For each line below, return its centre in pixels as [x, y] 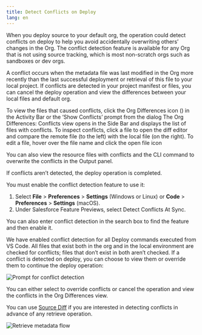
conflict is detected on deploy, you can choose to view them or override [96, 259]
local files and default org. [39, 99]
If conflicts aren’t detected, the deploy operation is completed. [84, 173]
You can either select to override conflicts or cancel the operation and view [100, 289]
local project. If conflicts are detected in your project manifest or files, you [99, 85]
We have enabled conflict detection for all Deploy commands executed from [101, 239]
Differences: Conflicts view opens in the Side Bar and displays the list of [96, 123]
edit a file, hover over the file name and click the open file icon [84, 143]
